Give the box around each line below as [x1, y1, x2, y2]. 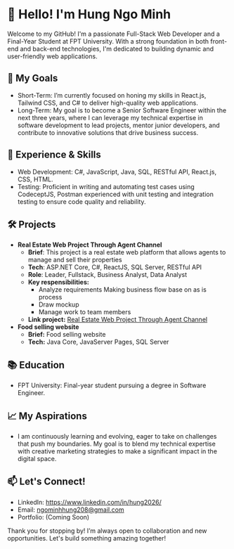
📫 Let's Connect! [7, 476, 86, 488]
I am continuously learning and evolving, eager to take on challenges [17, 432, 217, 440]
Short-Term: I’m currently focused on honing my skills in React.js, [17, 91, 207, 99]
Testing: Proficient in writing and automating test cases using [17, 182, 195, 190]
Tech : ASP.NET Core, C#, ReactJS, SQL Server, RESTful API [27, 263, 202, 271]
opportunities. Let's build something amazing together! [7, 534, 167, 542]
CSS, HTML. [17, 175, 53, 183]
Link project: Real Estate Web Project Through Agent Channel [27, 316, 208, 324]
